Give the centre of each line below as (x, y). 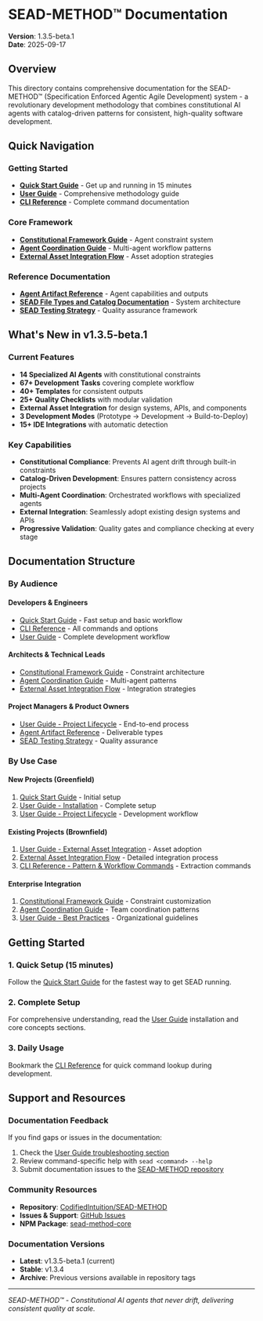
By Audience (33, 584)
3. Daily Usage (36, 1048)
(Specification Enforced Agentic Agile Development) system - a (146, 96)
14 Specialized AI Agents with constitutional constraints (110, 374)
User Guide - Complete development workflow (95, 636)
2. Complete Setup (44, 1003)
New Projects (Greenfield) (52, 780)
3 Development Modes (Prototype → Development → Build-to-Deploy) (134, 416)
